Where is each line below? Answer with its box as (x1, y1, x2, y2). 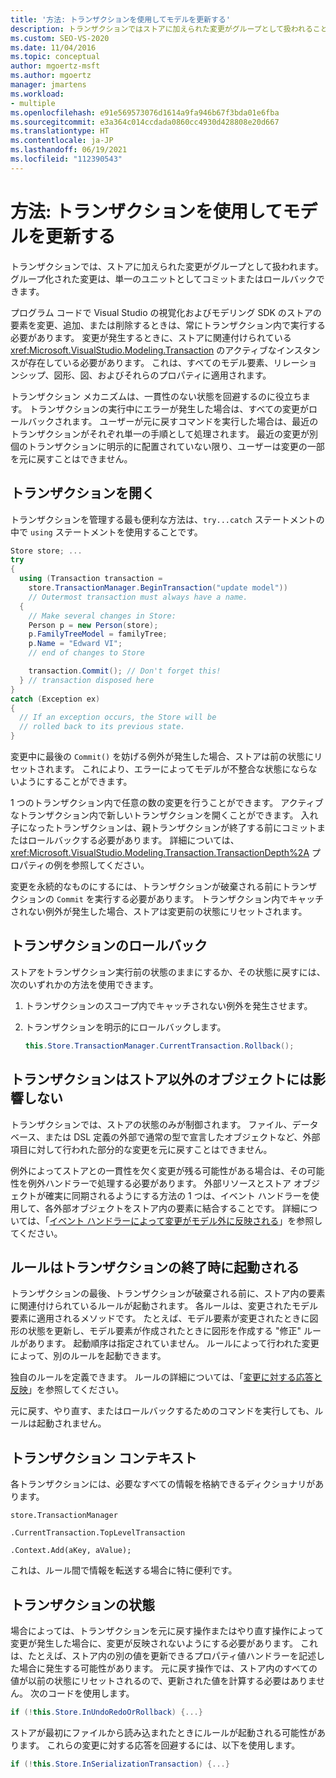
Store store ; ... (10, 546, 83, 556)
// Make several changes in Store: (28, 611, 177, 621)
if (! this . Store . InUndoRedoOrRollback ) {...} (10, 1707, 203, 1717)
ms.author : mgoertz (10, 71, 92, 81)
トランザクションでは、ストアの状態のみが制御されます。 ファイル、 (10, 1118, 293, 1130)
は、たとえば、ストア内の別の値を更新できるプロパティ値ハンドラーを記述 (10, 1649, 317, 1661)
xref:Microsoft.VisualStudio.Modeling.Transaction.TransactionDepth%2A (10, 847, 310, 858)
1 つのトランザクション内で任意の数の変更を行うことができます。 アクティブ (10, 797, 324, 808)
